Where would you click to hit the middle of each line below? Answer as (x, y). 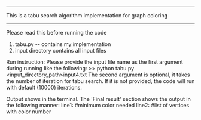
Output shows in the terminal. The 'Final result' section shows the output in (99, 99)
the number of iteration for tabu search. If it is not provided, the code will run (100, 81)
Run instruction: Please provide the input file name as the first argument (95, 62)
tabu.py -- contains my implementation (63, 44)
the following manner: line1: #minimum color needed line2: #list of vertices (98, 105)
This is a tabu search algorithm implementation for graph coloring (87, 15)
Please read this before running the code (57, 33)
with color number (29, 112)
